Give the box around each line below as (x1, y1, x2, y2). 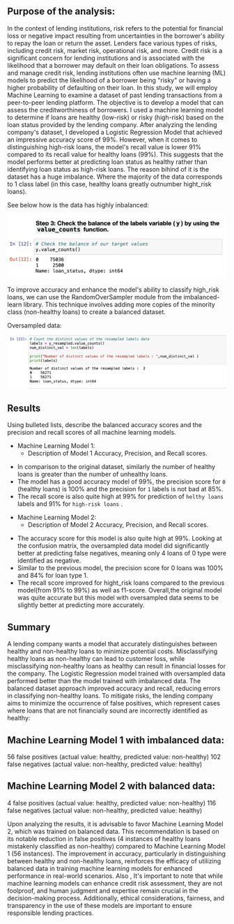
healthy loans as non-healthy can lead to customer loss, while (7, 655, 185, 663)
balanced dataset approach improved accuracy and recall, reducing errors (7, 684, 221, 693)
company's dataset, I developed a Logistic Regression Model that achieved (7, 128, 223, 136)
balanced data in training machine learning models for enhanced (7, 864, 193, 872)
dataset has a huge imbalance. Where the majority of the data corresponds (7, 172, 223, 181)
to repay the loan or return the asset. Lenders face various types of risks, (7, 38, 217, 47)
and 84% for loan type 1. (17, 572, 88, 580)
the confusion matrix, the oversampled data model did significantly (17, 542, 210, 550)
